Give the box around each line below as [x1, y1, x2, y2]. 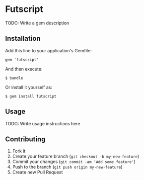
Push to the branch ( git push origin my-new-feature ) [12, 164, 123, 170]
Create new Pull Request [12, 169, 63, 175]
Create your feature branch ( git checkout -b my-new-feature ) [12, 153, 140, 160]
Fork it [12, 148, 26, 154]
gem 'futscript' [5, 57, 39, 62]
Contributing [5, 135, 46, 143]
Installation [5, 34, 41, 43]
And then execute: [5, 66, 43, 72]
